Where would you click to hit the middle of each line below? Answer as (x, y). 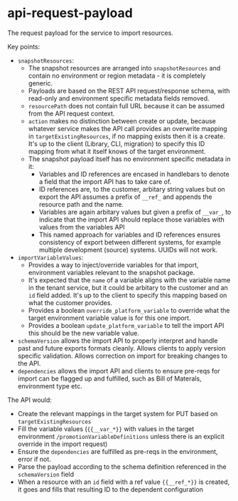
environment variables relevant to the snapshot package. (112, 272)
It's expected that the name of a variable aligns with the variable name (129, 280)
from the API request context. (71, 113)
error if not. (34, 459)
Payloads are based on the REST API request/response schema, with (129, 91)
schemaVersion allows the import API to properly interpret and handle (118, 341)
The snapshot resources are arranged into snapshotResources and (124, 68)
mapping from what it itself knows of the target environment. (117, 151)
